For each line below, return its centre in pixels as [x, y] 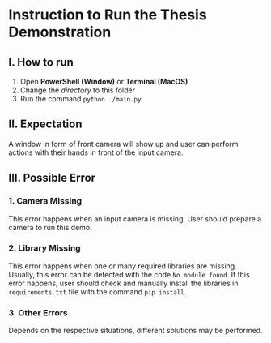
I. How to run [41, 62]
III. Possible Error [52, 178]
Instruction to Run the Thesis [108, 15]
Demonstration [60, 32]
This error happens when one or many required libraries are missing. [123, 266]
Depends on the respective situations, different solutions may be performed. [135, 331]
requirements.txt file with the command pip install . [97, 292]
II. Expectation [45, 124]
